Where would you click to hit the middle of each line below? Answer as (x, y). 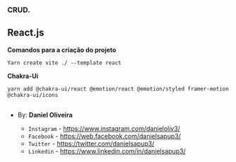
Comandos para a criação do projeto (62, 50)
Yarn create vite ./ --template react (64, 63)
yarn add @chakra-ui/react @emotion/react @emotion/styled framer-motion (118, 89)
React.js (26, 33)
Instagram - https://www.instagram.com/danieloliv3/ (104, 129)
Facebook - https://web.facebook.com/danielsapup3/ (105, 137)
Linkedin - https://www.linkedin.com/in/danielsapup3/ (107, 151)
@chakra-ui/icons (33, 95)
